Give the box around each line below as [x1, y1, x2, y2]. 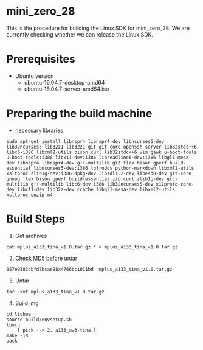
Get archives [15, 232, 47, 239]
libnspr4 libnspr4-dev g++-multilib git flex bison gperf [17, 159, 167, 166]
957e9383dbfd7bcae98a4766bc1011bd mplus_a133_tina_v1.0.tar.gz [6, 266, 173, 272]
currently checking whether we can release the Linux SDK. [6, 30, 154, 38]
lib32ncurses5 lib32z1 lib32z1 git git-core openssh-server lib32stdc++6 [6, 144, 198, 150]
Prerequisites [6, 52, 76, 66]
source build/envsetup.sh [6, 317, 72, 323]
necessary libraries [15, 127, 64, 134]
